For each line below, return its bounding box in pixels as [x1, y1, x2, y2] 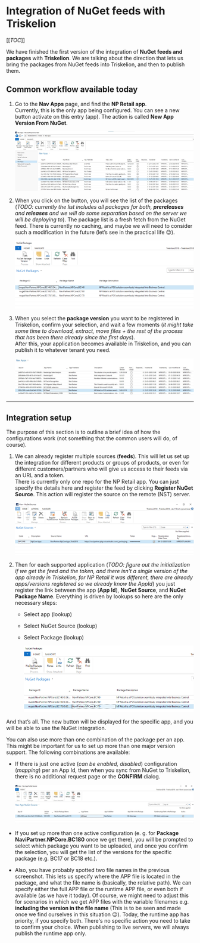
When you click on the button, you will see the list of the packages [14, 197, 178, 204]
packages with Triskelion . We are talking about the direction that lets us [6, 54, 183, 61]
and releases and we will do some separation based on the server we [14, 209, 187, 217]
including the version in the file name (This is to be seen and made [14, 904, 182, 911]
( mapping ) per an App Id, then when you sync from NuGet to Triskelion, [14, 766, 191, 774]
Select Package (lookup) [23, 633, 85, 641]
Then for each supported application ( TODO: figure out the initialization [14, 561, 190, 568]
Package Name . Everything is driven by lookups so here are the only [14, 592, 183, 600]
